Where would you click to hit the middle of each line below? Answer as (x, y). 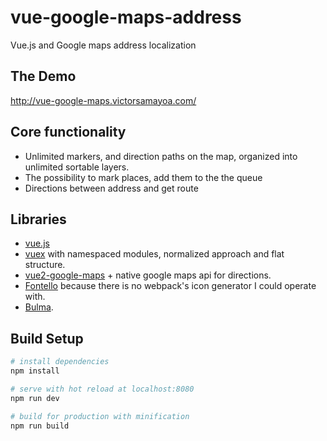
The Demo (43, 76)
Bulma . (39, 307)
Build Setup (47, 338)
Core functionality (68, 132)
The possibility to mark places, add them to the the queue (143, 177)
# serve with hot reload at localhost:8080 (102, 389)
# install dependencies (60, 362)
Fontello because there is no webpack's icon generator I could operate (170, 286)
